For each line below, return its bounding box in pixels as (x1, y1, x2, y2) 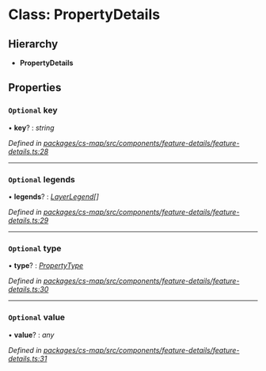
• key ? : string (8, 123, 55, 132)
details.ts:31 (8, 354, 47, 363)
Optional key (8, 105, 58, 116)
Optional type (8, 243, 62, 254)
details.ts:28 (8, 147, 49, 156)
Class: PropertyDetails (8, 6, 161, 24)
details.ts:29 (8, 216, 49, 225)
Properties (8, 81, 62, 94)
